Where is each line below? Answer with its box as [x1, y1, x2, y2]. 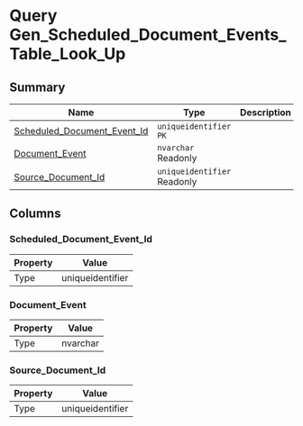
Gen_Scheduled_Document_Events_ [9, 24, 287, 45]
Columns [9, 206, 61, 222]
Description [240, 106, 291, 118]
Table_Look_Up [9, 44, 126, 64]
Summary [9, 79, 66, 95]
